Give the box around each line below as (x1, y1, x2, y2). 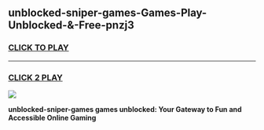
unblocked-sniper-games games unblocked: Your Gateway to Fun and (8, 104, 242, 113)
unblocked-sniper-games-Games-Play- (8, 6, 207, 20)
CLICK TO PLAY (8, 43, 69, 54)
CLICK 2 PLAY (8, 72, 63, 83)
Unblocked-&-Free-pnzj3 (8, 19, 135, 32)
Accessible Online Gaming (8, 113, 97, 122)
